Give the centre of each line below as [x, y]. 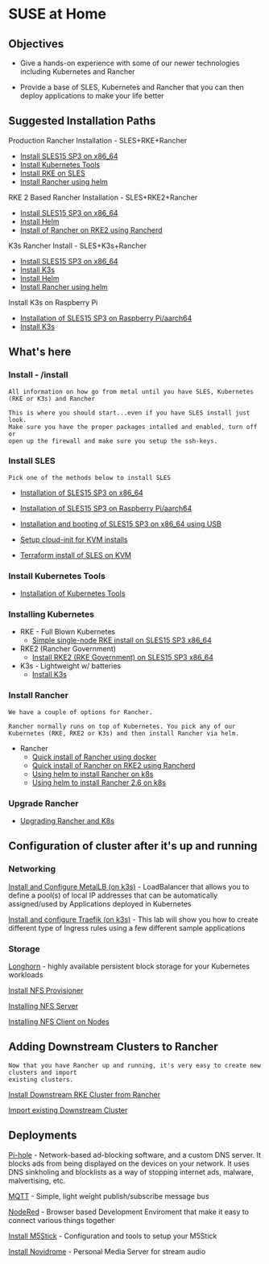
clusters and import [43, 1072]
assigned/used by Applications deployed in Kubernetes [100, 903]
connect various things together [62, 1220]
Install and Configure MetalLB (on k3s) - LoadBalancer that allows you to [129, 886]
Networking [32, 869]
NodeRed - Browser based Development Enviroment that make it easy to [129, 1212]
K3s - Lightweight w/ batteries [70, 666]
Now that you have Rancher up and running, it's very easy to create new [135, 1065]
